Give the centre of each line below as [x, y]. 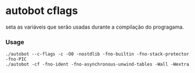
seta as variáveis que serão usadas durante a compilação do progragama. [95, 27]
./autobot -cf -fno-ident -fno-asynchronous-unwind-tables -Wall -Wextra [97, 65]
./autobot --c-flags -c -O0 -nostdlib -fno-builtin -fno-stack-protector [97, 54]
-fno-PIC [16, 60]
